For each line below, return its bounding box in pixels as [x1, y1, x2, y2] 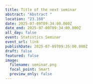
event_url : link [5, 40, 39, 44]
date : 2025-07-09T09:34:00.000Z [5, 21, 72, 26]
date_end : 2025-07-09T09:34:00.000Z [5, 26, 81, 31]
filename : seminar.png [9, 62, 57, 67]
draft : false [5, 48, 32, 53]
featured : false [5, 53, 39, 58]
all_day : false [5, 30, 37, 35]
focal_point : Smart [9, 67, 50, 72]
